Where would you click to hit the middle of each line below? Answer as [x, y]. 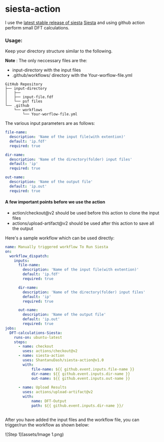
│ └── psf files [24, 101]
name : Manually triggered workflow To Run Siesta [57, 247]
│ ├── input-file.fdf [29, 97]
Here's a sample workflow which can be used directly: [60, 238]
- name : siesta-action [41, 356]
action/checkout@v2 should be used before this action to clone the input [86, 213]
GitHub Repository [24, 84]
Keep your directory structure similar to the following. [59, 51]
